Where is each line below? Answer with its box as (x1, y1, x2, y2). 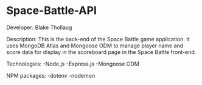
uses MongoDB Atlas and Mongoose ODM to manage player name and (6, 42, 184, 49)
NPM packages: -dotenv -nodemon (6, 72, 96, 79)
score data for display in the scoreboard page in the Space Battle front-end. (6, 48, 197, 55)
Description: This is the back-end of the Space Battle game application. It (6, 35, 190, 42)
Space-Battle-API (6, 4, 97, 18)
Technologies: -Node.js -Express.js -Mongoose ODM (6, 60, 140, 67)
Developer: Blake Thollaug (6, 24, 72, 31)
